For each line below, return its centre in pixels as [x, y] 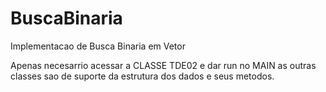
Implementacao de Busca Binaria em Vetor [98, 46]
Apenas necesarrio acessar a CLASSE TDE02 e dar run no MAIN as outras [163, 65]
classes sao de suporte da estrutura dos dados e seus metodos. [142, 76]
